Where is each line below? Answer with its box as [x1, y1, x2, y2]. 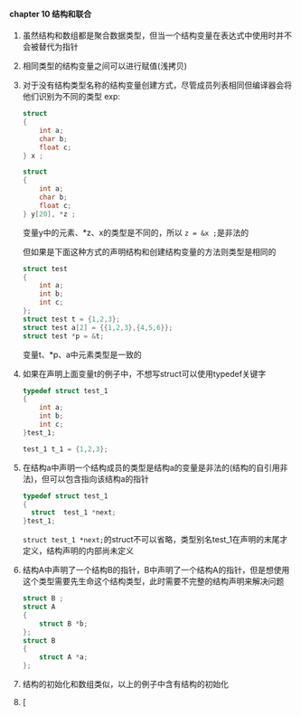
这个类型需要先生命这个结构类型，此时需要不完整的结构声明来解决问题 [22, 576, 285, 587]
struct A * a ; [39, 653, 89, 662]
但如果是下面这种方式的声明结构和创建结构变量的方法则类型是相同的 [22, 246, 277, 257]
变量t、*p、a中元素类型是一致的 [22, 349, 142, 360]
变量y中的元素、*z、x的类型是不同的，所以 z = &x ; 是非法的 [22, 227, 249, 238]
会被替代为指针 [22, 42, 79, 52]
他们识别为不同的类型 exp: [22, 91, 120, 102]
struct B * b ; [39, 619, 89, 628]
